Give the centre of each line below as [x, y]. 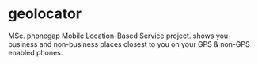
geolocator [45, 14]
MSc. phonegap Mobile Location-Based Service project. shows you [118, 36]
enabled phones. [36, 52]
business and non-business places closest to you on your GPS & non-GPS [129, 44]
